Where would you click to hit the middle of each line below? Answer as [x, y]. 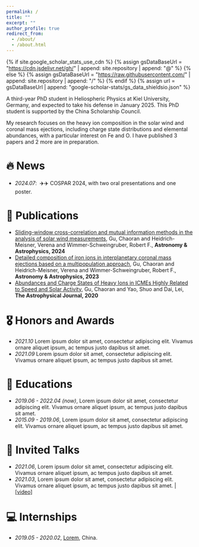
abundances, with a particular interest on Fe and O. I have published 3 [92, 135]
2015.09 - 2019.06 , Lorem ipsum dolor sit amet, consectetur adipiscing [101, 420]
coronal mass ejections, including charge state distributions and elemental [97, 129]
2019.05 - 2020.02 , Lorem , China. [56, 537]
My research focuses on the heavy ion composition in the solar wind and [95, 123]
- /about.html [29, 45]
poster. [23, 192]
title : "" [18, 17]
